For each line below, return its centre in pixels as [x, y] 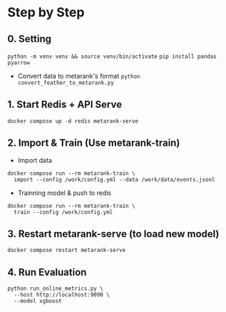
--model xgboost [38, 301]
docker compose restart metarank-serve [67, 251]
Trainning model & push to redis [65, 193]
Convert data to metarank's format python [79, 76]
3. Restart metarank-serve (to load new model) [113, 234]
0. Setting [30, 39]
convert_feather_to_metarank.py [66, 83]
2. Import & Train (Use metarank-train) [94, 143]
